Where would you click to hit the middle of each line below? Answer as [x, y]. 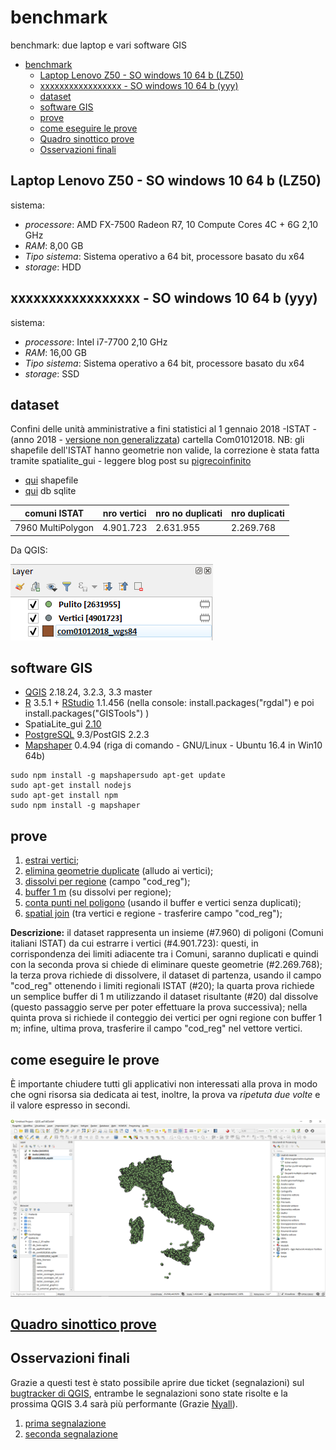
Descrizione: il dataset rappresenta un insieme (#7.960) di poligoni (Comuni [167, 933]
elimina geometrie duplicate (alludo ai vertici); [119, 871]
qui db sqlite [50, 491]
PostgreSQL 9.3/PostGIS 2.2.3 [87, 735]
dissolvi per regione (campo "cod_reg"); [107, 882]
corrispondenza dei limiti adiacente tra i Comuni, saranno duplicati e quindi [164, 954]
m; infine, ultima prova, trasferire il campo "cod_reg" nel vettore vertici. [156, 1028]
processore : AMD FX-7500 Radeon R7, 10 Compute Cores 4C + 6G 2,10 [171, 224]
